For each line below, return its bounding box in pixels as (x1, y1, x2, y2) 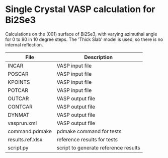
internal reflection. (5, 41, 43, 47)
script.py (8, 144, 29, 151)
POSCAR (8, 70, 29, 77)
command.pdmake (8, 128, 52, 135)
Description (84, 54, 113, 61)
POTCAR (8, 87, 29, 94)
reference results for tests (56, 136, 118, 143)
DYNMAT (8, 111, 30, 118)
